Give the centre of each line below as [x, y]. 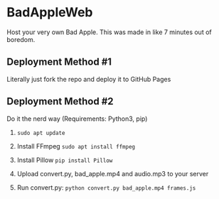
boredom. [21, 39]
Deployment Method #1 [59, 62]
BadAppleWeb [50, 12]
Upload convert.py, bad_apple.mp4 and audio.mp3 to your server [113, 173]
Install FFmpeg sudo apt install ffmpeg [76, 146]
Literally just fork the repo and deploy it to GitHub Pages [89, 79]
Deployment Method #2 [60, 101]
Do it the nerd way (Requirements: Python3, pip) [77, 119]
